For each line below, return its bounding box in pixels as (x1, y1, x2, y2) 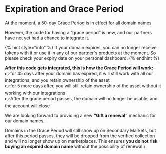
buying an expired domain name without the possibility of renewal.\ (5, 143, 146, 149)
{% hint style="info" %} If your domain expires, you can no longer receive (5, 44, 157, 50)
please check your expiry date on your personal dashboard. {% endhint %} (5, 55, 160, 61)
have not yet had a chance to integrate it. (5, 35, 90, 41)
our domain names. (5, 118, 45, 124)
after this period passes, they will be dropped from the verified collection (5, 133, 155, 139)
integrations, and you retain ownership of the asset (5, 77, 110, 83)
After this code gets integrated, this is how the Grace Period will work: (5, 65, 154, 71)
